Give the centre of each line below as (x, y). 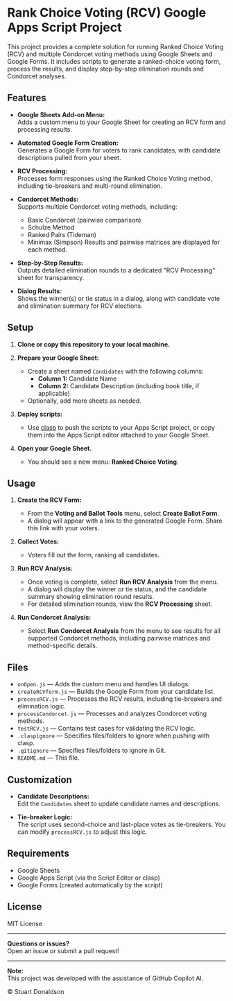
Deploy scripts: (40, 414)
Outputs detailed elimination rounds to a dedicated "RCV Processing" (116, 270)
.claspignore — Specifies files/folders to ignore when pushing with (113, 735)
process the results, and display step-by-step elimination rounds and (105, 69)
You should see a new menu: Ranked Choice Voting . (103, 462)
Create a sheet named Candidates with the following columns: (115, 371)
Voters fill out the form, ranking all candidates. (94, 555)
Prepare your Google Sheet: (58, 358)
